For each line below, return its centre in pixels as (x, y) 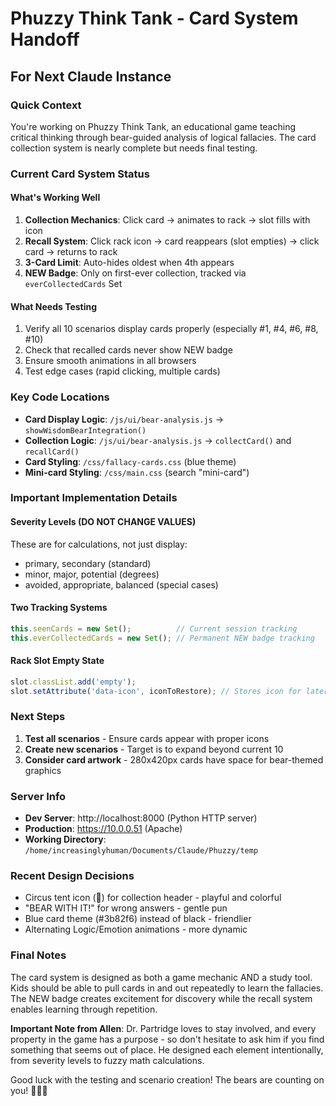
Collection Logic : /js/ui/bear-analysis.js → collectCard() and (158, 440)
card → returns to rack (71, 251)
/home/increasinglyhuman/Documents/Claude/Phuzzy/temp (141, 851)
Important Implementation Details (94, 498)
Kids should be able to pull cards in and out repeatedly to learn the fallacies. (167, 988)
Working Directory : (65, 839)
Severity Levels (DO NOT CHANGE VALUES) (103, 522)
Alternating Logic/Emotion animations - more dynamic (136, 929)
